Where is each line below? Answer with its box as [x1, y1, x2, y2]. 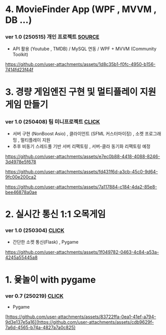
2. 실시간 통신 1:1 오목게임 [5, 209, 106, 220]
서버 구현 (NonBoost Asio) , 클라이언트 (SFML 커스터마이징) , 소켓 [12, 130, 144, 136]
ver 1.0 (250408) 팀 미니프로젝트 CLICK [5, 118, 100, 125]
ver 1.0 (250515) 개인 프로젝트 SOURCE [5, 33, 99, 41]
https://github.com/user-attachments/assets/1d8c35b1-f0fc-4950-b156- [5, 61, 156, 67]
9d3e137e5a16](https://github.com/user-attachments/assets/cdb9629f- [5, 319, 154, 325]
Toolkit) [12, 52, 29, 58]
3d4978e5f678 [5, 159, 36, 165]
